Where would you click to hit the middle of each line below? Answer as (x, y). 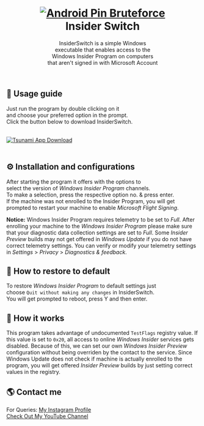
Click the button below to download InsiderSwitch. (70, 121)
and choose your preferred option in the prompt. (67, 115)
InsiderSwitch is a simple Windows (103, 43)
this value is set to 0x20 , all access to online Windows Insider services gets (100, 340)
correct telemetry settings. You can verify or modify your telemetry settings (101, 245)
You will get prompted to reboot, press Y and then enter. (77, 299)
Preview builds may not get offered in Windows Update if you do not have (99, 239)
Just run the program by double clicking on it (63, 108)
